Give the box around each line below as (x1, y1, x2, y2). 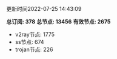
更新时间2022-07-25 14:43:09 (6, 5, 82, 12)
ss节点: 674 (15, 39, 44, 45)
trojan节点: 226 (15, 46, 53, 53)
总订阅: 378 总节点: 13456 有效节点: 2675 (6, 18, 111, 25)
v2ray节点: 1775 (15, 31, 55, 38)
